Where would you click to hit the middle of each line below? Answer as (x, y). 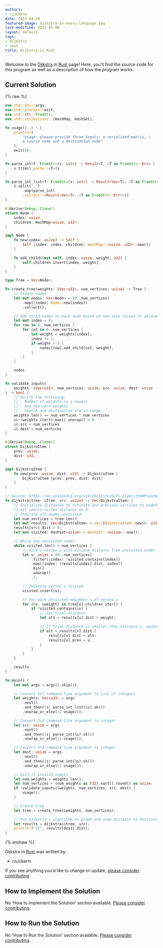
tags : (10, 37)
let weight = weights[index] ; (61, 335)
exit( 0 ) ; (23, 151)
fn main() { (17, 680)
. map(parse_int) (39, 191)
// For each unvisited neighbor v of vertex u (70, 600)
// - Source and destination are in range (57, 411)
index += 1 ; (43, 339)
